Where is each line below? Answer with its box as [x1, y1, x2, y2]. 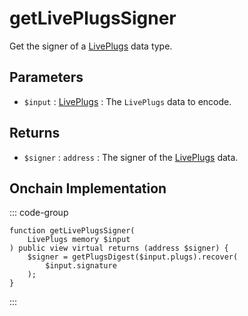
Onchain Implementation [9, 180, 167, 197]
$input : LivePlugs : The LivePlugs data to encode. [23, 95, 232, 107]
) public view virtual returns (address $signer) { [9, 243, 229, 254]
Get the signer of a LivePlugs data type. [9, 40, 173, 52]
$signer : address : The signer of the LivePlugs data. [23, 151, 239, 163]
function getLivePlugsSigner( [9, 226, 136, 236]
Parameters [9, 69, 84, 86]
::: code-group [9, 207, 69, 219]
